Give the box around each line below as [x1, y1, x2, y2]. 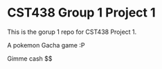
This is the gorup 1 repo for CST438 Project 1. [7, 28, 137, 36]
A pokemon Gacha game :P [7, 41, 85, 49]
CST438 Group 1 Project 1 [7, 5, 156, 21]
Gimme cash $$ [7, 54, 53, 63]
